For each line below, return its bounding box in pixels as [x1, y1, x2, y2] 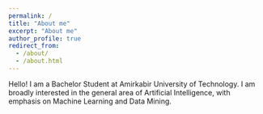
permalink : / [8, 11, 53, 20]
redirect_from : [8, 42, 60, 50]
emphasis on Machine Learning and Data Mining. [8, 96, 172, 106]
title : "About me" [8, 19, 70, 27]
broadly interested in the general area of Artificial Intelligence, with [8, 87, 231, 97]
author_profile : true [8, 34, 82, 43]
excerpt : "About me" [8, 27, 78, 35]
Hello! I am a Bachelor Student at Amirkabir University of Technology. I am [8, 78, 256, 89]
